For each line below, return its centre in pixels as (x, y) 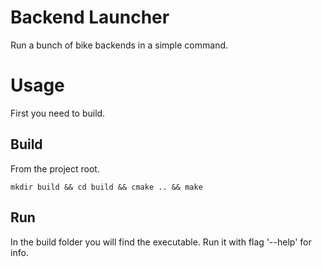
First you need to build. (58, 113)
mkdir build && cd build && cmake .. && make (106, 187)
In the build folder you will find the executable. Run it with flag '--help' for (161, 242)
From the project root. (55, 168)
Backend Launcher (90, 17)
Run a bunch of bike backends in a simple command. (119, 45)
